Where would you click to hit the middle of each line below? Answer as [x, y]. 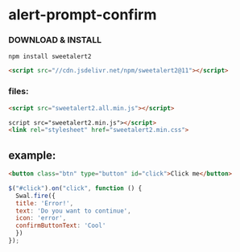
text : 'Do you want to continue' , [73, 211]
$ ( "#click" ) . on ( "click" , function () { [75, 188]
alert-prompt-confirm [83, 15]
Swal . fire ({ [36, 196]
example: [32, 155]
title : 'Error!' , [45, 203]
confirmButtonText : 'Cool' [61, 226]
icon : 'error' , [41, 218]
